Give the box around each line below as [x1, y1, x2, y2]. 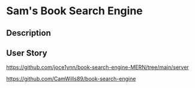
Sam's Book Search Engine [6, 4, 143, 18]
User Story [6, 48, 47, 58]
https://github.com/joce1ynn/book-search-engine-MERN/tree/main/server [6, 64, 189, 71]
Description [6, 28, 51, 38]
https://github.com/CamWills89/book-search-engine [6, 76, 136, 83]
